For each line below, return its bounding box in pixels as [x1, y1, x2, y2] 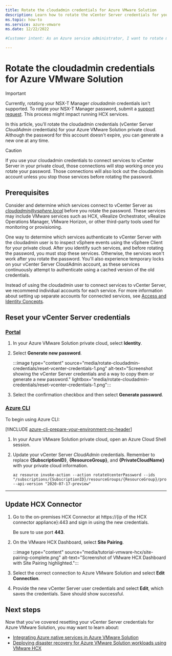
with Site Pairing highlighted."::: [12, 560, 79, 566]
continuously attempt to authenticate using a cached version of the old [5, 266, 155, 272]
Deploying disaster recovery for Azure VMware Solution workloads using [12, 640, 166, 646]
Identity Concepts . [5, 298, 45, 304]
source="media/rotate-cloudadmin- [64, 360, 140, 366]
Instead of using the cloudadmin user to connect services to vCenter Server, [5, 282, 166, 288]
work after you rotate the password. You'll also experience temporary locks [5, 255, 164, 262]
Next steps [5, 605, 41, 614]
